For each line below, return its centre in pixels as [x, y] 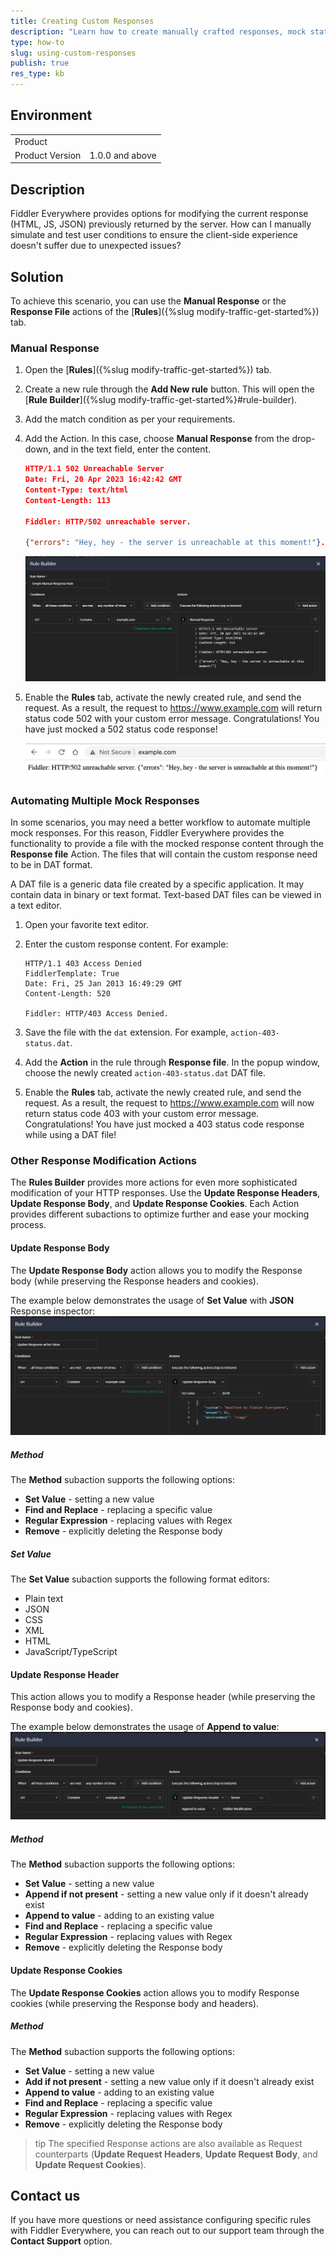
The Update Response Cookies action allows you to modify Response [155, 1992]
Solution [37, 276]
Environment [51, 115]
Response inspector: [53, 1311]
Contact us [45, 2196]
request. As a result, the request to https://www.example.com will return [173, 707]
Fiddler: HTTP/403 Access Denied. [96, 1014]
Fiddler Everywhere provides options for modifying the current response [159, 214]
